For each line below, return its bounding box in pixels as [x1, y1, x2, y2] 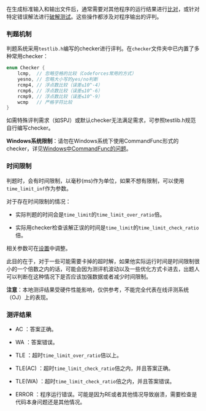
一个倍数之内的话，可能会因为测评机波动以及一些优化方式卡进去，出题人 [17, 265, 200, 272]
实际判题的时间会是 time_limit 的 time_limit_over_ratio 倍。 [15, 210, 166, 218]
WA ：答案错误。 [15, 338, 58, 345]
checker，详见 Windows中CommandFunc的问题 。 [6, 145, 132, 152]
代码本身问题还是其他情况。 [15, 398, 86, 405]
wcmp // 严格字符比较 [17, 99, 72, 106]
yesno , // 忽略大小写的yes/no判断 [17, 76, 98, 83]
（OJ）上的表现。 [6, 293, 51, 301]
